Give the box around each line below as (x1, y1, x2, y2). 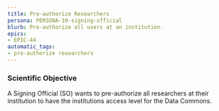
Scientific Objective (7, 73, 78, 83)
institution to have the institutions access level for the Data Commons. (7, 97, 212, 105)
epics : (7, 30, 27, 37)
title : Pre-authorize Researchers (7, 10, 110, 18)
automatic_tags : (7, 43, 55, 50)
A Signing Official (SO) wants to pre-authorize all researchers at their (7, 89, 209, 98)
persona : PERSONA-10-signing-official (7, 17, 122, 24)
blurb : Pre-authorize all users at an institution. (7, 23, 164, 30)
